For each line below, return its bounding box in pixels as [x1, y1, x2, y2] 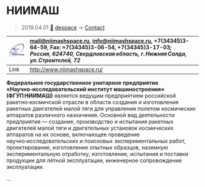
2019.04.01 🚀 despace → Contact [21, 24, 105, 31]
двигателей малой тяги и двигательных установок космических [6, 124, 174, 132]
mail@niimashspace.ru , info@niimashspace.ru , [29, 37, 153, 44]
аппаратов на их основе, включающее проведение [6, 131, 140, 138]
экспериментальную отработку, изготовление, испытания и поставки [6, 150, 189, 158]
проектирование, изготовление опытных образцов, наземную [6, 144, 169, 151]
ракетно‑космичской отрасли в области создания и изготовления [6, 99, 179, 106]
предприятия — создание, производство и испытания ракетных [6, 118, 174, 125]
